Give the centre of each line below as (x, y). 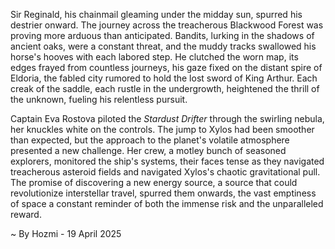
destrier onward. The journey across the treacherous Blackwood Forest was (167, 25)
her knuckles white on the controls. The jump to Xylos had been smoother (162, 129)
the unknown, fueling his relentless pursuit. (99, 99)
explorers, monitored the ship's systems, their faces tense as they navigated (167, 161)
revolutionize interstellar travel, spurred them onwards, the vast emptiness (163, 193)
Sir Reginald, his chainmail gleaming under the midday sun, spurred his (156, 14)
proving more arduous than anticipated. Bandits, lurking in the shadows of (162, 35)
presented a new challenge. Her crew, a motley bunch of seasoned (148, 150)
